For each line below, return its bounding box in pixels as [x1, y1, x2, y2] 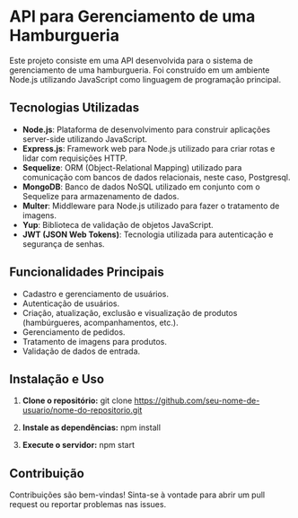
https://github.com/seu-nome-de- [134, 395, 260, 406]
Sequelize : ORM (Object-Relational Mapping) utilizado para [22, 162, 242, 172]
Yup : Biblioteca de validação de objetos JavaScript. [22, 219, 214, 230]
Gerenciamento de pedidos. [22, 326, 126, 338]
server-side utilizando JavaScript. [22, 133, 148, 145]
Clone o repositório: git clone [22, 395, 133, 406]
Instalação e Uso [9, 371, 105, 387]
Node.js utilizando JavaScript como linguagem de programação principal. [9, 74, 281, 84]
